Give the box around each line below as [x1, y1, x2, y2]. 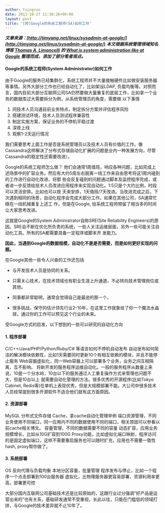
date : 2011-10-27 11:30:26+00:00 [5, 12, 74, 17]
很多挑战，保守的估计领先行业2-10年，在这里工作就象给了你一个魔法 [12, 305, 151, 311]
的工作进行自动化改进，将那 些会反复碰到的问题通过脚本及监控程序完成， [5, 177, 153, 182]
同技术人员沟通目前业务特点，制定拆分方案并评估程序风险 [12, 106, 129, 112]
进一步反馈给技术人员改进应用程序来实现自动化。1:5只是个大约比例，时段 [9, 182, 157, 188]
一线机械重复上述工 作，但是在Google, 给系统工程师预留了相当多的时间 [13, 201, 157, 207]
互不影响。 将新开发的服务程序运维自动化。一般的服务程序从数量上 [13, 364, 148, 370]
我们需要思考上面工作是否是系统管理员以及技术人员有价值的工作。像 [5, 141, 143, 148]
